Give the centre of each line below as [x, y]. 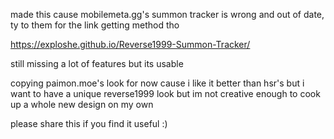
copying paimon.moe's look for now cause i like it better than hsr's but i [157, 83]
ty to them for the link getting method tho [95, 25]
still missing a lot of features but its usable [97, 63]
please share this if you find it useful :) [89, 123]
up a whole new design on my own [82, 104]
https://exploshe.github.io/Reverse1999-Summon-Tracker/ [130, 44]
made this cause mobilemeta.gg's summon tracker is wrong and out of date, [167, 14]
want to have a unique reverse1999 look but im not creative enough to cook [165, 93]
